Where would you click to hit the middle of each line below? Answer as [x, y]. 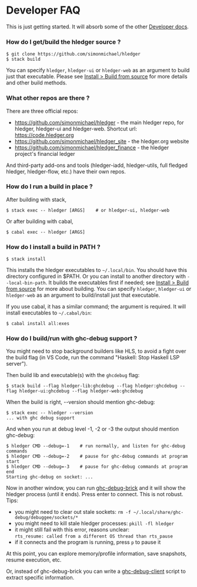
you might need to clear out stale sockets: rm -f [73, 512]
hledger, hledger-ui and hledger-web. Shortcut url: [76, 129]
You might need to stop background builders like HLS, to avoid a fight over [96, 351]
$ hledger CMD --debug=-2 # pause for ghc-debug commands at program [97, 457]
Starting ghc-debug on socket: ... [50, 477]
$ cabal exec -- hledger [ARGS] [46, 232]
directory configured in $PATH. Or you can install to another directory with [96, 276]
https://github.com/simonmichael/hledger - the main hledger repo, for [99, 122]
